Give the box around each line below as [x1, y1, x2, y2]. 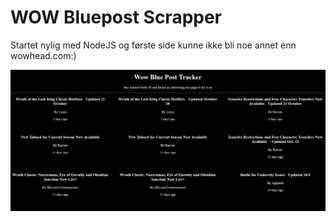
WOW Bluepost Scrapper [10, 6, 223, 29]
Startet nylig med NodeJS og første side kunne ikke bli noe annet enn [10, 39, 297, 51]
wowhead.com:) [10, 49, 77, 61]
